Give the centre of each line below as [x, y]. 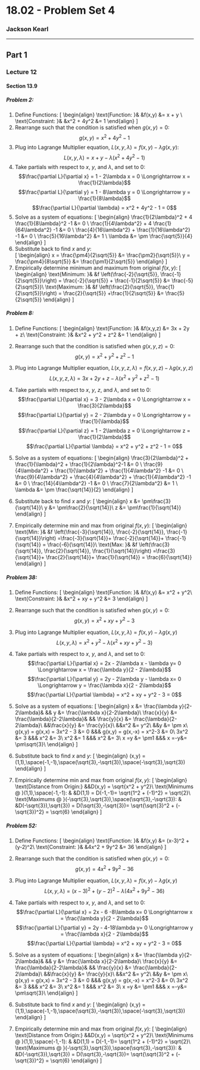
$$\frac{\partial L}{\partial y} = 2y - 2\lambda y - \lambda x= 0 [104, 679]
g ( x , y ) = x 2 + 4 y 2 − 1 [104, 137]
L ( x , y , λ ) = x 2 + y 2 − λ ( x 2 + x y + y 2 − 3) [104, 642]
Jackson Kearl [27, 29]
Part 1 [17, 55]
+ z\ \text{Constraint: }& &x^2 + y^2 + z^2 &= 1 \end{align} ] [87, 335]
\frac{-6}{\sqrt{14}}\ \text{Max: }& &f [93, 544]
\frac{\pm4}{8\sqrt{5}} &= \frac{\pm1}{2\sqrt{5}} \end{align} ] [91, 261]
